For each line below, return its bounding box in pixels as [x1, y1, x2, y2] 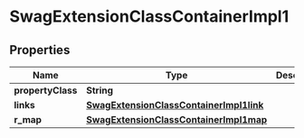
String [85, 84, 114, 97]
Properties [9, 42, 71, 58]
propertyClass [14, 84, 78, 97]
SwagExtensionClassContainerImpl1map [85, 114, 268, 125]
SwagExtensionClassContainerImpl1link [85, 99, 264, 111]
